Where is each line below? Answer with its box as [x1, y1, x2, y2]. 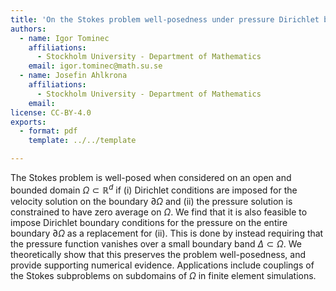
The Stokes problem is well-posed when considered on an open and [10, 172, 292, 183]
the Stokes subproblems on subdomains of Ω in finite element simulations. [10, 269, 317, 281]
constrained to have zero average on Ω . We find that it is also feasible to [10, 206, 308, 218]
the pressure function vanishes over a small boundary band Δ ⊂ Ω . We [10, 237, 303, 250]
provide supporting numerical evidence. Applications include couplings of [10, 259, 315, 271]
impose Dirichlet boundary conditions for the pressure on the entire [10, 216, 288, 228]
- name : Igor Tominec [19, 33, 110, 43]
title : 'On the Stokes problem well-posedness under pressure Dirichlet [10, 14, 320, 25]
